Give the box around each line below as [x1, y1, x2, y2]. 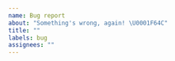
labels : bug [8, 33, 48, 42]
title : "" [8, 26, 41, 34]
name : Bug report [8, 11, 66, 20]
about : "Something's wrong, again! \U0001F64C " [8, 19, 169, 27]
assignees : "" [8, 41, 55, 49]
